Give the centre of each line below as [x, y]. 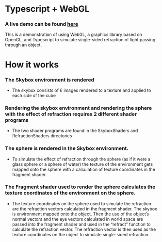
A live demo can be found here [42, 24]
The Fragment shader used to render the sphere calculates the [80, 187]
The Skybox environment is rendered [50, 80]
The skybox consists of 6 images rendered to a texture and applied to [81, 90]
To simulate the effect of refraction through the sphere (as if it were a [81, 159]
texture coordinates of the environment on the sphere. [70, 193]
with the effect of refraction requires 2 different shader [71, 114]
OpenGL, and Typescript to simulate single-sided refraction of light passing [80, 40]
